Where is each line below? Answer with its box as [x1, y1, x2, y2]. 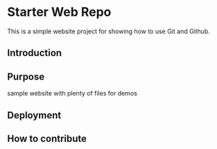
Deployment [7, 109, 62, 121]
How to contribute [7, 132, 87, 144]
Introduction [7, 47, 62, 59]
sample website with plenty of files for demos [7, 89, 137, 98]
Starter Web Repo [7, 4, 112, 20]
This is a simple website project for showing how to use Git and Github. [7, 27, 210, 35]
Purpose [7, 71, 45, 82]
